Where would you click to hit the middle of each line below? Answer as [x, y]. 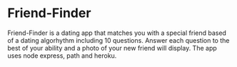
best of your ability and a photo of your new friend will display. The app [112, 48]
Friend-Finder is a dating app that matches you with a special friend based [117, 33]
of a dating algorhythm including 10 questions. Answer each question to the [118, 40]
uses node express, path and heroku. [62, 56]
